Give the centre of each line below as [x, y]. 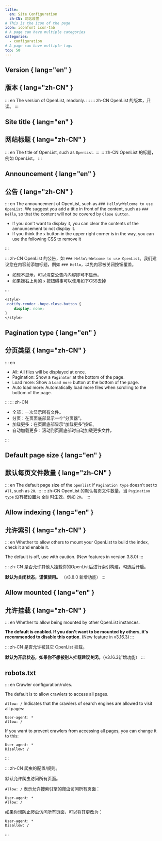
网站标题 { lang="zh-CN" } [46, 140]
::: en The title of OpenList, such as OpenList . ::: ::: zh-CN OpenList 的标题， [81, 152]
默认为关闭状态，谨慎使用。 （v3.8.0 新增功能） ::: [55, 577]
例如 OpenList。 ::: [24, 158]
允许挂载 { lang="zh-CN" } [46, 610]
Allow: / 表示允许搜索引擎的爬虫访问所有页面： [53, 789]
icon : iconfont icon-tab [30, 28]
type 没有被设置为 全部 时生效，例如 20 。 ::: [48, 497]
